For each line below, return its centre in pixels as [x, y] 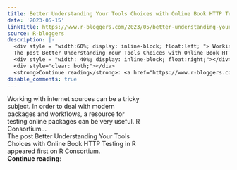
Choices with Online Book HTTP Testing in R [72, 144]
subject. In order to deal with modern [61, 107]
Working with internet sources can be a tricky [73, 99]
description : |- [31, 40]
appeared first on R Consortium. [54, 151]
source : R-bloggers [36, 33]
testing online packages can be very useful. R [74, 122]
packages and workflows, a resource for [66, 114]
